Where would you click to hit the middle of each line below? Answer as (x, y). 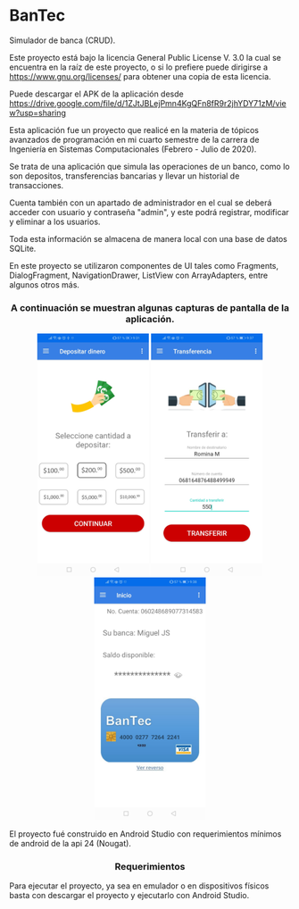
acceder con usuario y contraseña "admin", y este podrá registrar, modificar (149, 212)
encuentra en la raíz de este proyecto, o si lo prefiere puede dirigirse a (139, 67)
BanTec (37, 16)
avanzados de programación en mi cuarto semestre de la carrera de (134, 139)
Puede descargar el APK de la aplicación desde (97, 94)
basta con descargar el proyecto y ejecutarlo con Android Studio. (129, 896)
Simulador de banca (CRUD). (62, 40)
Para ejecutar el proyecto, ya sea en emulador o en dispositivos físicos (139, 886)
